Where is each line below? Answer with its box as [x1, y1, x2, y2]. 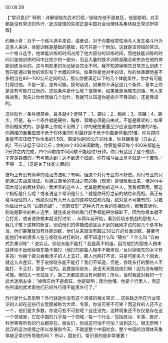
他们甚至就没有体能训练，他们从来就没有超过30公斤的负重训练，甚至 [13, 228, 155, 234]
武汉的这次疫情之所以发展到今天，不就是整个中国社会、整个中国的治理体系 [5, 326, 158, 332]
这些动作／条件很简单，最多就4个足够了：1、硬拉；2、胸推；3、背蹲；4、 [5, 111, 158, 117]
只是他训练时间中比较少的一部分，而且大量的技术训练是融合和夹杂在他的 [9, 57, 158, 62]
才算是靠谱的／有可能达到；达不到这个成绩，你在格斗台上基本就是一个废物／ [5, 155, 163, 161]
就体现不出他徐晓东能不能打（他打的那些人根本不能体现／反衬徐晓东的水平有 [5, 247, 163, 252]
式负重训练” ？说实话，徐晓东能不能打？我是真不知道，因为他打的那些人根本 [5, 240, 162, 246]
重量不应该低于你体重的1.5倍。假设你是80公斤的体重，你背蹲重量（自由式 [5, 136, 156, 142]
